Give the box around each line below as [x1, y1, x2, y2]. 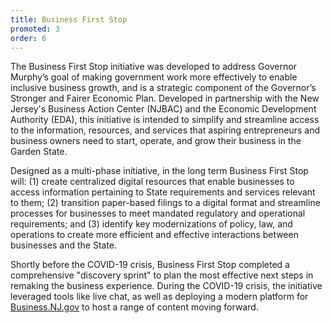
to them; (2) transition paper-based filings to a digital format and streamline [10, 197, 321, 209]
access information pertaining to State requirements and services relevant [10, 186, 316, 198]
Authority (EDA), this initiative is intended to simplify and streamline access [10, 114, 320, 126]
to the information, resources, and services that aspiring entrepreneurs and [10, 124, 321, 136]
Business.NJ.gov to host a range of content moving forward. [10, 301, 259, 313]
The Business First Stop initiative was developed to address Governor [10, 61, 297, 73]
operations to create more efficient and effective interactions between [10, 229, 299, 241]
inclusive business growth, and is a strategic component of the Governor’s [10, 82, 317, 94]
